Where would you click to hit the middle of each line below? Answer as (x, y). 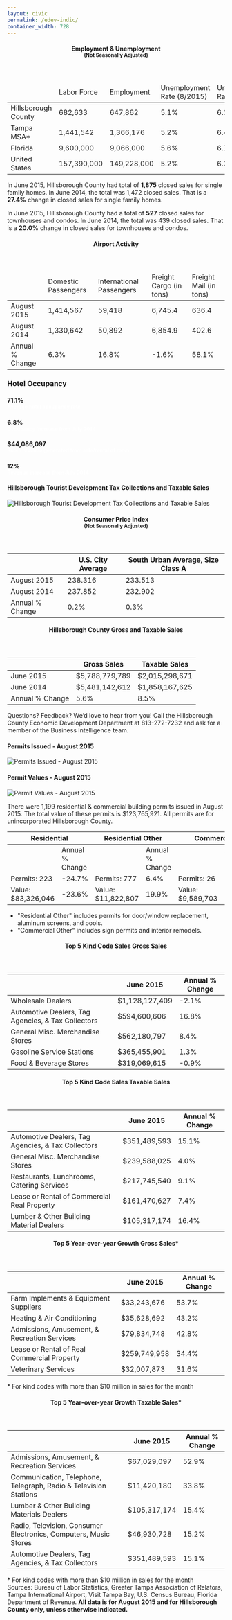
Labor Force (78, 92)
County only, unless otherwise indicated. (68, 1610)
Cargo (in (167, 285)
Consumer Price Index (116, 519)
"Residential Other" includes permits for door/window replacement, (113, 915)
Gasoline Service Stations (52, 1052)
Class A (174, 568)
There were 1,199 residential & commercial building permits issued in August (115, 806)
